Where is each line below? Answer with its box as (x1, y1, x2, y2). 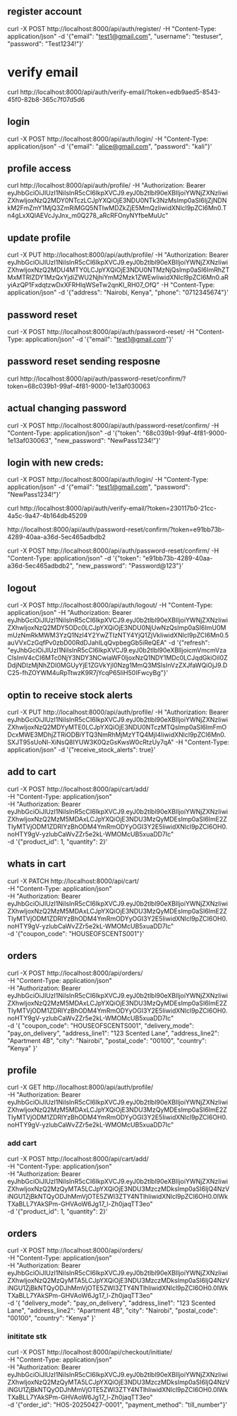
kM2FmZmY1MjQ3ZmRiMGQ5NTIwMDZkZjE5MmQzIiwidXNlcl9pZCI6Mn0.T (7, 204, 227, 212)
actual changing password (7, 403, 127, 415)
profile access (7, 162, 72, 174)
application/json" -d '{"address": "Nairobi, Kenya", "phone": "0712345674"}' (7, 288, 229, 297)
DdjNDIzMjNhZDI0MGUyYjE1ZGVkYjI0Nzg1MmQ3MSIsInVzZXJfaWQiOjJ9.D (7, 661, 228, 669)
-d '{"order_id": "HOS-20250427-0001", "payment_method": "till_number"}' (7, 1400, 228, 1409)
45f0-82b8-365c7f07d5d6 (7, 95, 85, 103)
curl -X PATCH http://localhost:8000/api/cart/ (7, 877, 140, 885)
